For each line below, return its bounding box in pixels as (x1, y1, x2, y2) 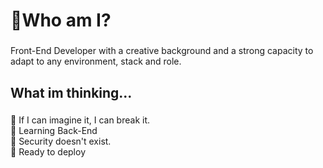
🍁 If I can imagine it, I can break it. (10, 114, 151, 126)
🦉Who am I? (10, 9, 112, 32)
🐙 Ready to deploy (10, 146, 86, 158)
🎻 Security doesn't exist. (10, 135, 112, 148)
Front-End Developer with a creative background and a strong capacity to (10, 45, 314, 57)
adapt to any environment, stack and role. (10, 55, 182, 68)
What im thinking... (10, 84, 133, 101)
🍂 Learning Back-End (10, 125, 98, 137)
